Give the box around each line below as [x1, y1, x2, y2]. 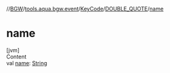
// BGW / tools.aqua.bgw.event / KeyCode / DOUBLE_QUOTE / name [6, 5, 164, 12]
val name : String [6, 59, 48, 66]
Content [6, 53, 27, 60]
